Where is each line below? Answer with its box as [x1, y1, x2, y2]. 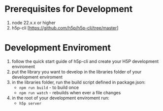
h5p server [19, 101, 42, 106]
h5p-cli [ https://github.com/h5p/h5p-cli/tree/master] [11, 25, 119, 30]
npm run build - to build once [19, 84, 79, 90]
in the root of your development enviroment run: [11, 95, 109, 101]
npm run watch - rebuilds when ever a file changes [19, 89, 121, 95]
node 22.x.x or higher [11, 20, 56, 26]
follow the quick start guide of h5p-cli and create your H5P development [11, 58, 159, 64]
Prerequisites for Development [4, 3, 133, 15]
